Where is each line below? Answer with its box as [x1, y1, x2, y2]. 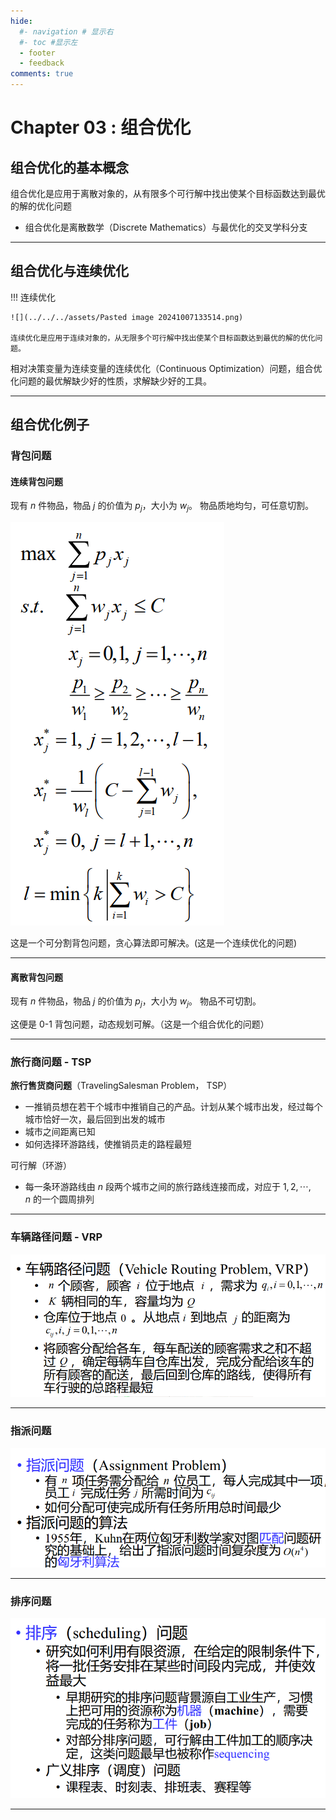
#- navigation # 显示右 [19, 26, 114, 37]
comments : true [10, 69, 74, 79]
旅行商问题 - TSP [10, 1055, 92, 1069]
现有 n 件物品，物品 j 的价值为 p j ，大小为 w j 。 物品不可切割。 [10, 995, 262, 1010]
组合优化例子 [10, 416, 90, 434]
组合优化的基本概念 [10, 159, 129, 176]
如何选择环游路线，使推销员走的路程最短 [24, 1138, 192, 1150]
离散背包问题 [10, 971, 63, 983]
